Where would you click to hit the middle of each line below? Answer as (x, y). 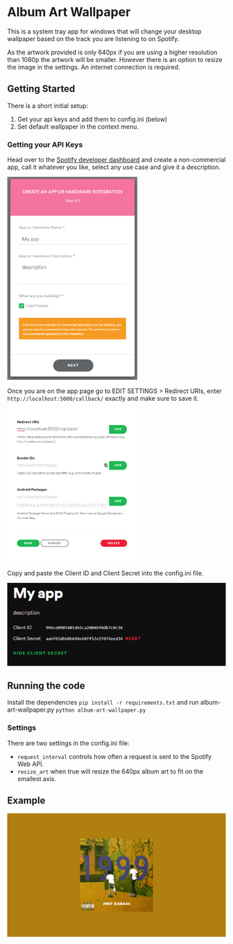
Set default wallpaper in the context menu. (78, 127)
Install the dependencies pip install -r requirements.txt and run (103, 703)
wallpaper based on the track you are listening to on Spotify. (93, 38)
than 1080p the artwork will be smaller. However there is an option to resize (115, 59)
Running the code (46, 686)
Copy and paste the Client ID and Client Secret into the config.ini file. (105, 573)
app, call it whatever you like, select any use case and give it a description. (114, 167)
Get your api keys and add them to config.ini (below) (92, 119)
